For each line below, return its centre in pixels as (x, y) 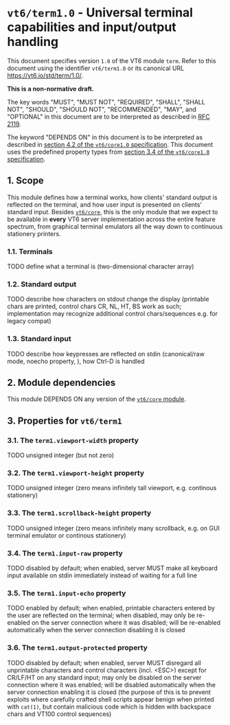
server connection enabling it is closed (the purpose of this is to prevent (109, 692)
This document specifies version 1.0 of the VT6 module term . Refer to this (112, 60)
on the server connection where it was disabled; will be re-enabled (126, 623)
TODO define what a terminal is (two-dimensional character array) (101, 266)
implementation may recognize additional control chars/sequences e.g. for (113, 314)
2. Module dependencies (61, 383)
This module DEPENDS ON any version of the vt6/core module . (97, 399)
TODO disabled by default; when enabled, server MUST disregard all (104, 663)
